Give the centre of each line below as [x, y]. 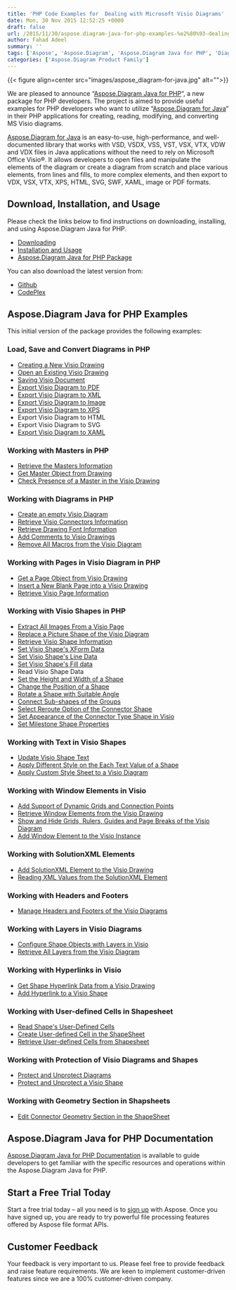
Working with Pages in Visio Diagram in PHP [84, 563]
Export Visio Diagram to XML [59, 395]
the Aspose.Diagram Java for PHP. [57, 1170]
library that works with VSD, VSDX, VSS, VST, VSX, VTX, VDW [136, 145]
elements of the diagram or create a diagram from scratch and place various [118, 167]
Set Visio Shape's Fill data [55, 664]
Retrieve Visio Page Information [63, 593]
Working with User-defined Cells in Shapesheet [90, 1011]
